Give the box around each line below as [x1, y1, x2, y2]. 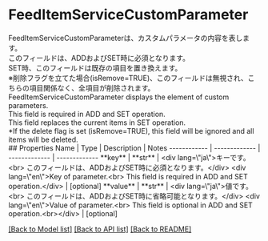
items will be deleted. [8, 135, 78, 144]
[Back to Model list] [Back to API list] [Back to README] [8, 224, 192, 234]
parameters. [8, 100, 49, 110]
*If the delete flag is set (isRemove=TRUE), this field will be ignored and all [8, 126, 254, 135]
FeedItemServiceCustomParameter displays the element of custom [8, 92, 230, 102]
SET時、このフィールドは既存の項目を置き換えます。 [8, 62, 182, 73]
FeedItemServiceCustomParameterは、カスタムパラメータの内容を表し [8, 33, 243, 42]
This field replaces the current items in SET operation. [8, 118, 186, 127]
